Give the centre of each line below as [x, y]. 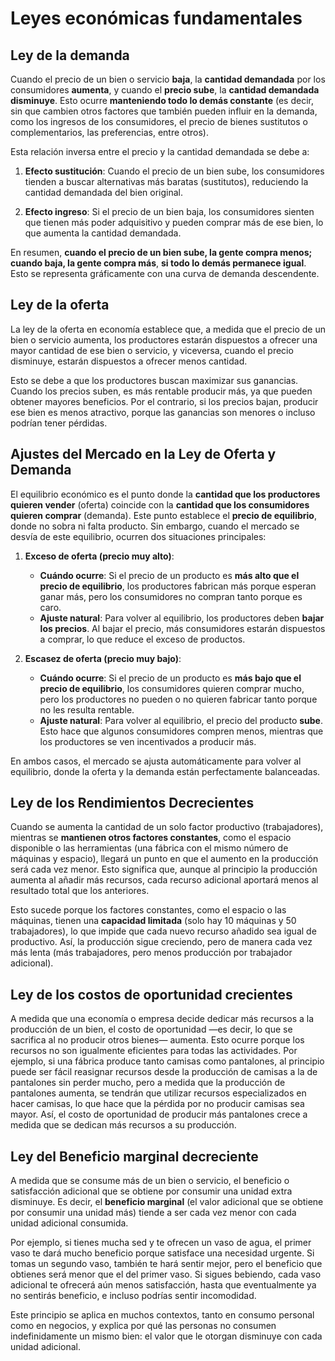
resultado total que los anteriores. [80, 891]
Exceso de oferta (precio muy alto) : [99, 556]
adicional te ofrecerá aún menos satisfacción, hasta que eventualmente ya [163, 1285]
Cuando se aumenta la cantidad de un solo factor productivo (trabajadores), [167, 827]
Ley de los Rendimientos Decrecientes [132, 803]
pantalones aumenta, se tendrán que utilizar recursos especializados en [158, 1093]
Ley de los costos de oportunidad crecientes [151, 994]
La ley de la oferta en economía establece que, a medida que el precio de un [168, 329]
